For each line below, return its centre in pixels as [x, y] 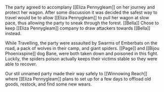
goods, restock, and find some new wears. [49, 84]
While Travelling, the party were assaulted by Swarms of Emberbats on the [81, 43]
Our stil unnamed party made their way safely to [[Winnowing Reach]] [76, 73]
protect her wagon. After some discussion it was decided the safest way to [81, 12]
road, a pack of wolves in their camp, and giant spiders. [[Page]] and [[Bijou [82, 48]
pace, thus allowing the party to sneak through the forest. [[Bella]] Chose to [82, 23]
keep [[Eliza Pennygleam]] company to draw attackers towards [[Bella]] [78, 28]
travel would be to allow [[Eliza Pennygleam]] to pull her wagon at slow [77, 18]
